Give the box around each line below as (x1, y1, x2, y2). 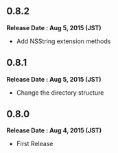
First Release (16, 140, 54, 148)
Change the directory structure (16, 89, 104, 97)
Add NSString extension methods (16, 37, 111, 45)
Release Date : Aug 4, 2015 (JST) (6, 126, 102, 134)
